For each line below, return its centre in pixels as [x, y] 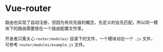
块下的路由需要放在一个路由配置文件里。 [45, 28]
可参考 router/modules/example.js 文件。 [46, 44]
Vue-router [28, 8]
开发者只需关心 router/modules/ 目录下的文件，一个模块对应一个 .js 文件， [80, 39]
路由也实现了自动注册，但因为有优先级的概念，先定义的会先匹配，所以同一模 [81, 22]
